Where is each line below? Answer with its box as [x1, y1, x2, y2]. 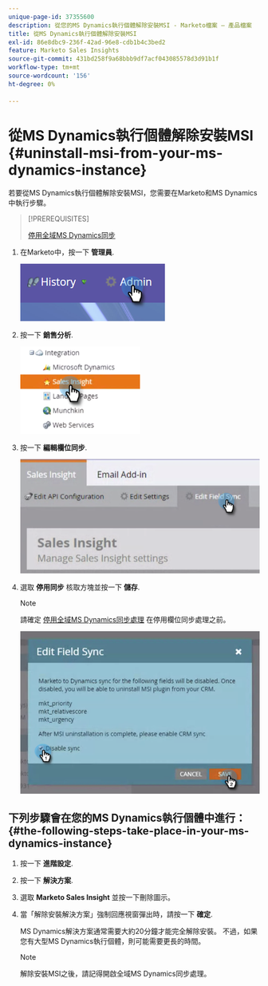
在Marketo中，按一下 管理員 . [19, 247, 115, 257]
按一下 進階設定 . [19, 858, 73, 869]
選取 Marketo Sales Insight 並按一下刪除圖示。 [19, 893, 175, 902]
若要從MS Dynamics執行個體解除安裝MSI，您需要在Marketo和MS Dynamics [8, 188, 258, 198]
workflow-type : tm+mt [8, 64, 81, 72]
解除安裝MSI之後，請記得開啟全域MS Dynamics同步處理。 [19, 969, 211, 979]
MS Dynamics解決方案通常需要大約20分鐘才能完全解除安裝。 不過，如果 [19, 926, 258, 937]
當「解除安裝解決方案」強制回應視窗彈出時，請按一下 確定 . [19, 909, 213, 919]
